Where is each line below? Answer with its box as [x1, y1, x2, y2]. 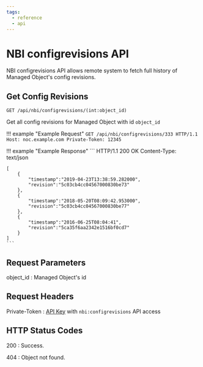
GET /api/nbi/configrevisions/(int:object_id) [6, 108, 127, 114]
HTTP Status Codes [6, 325, 83, 336]
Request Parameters [6, 257, 86, 268]
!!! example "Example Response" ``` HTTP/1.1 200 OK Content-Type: [6, 148, 177, 155]
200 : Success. [6, 341, 45, 349]
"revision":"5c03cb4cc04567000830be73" [28, 182, 130, 188]
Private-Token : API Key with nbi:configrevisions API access [6, 308, 161, 315]
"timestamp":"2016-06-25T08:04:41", [28, 219, 122, 225]
